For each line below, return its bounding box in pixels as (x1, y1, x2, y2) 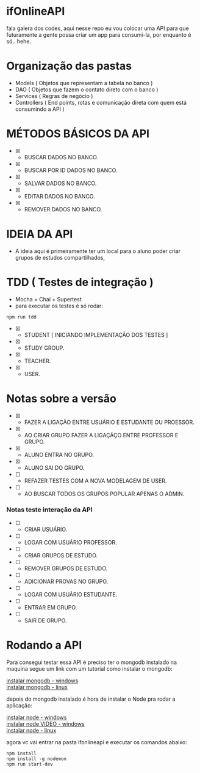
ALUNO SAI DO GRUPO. (24, 464, 85, 471)
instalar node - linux (6, 726, 57, 734)
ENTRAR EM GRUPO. (24, 603, 77, 611)
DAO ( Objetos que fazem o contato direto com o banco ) (15, 86, 159, 93)
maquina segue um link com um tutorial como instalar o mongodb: (6, 665, 173, 672)
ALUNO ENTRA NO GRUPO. (24, 451, 95, 458)
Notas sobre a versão (6, 391, 117, 405)
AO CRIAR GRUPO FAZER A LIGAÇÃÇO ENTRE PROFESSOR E (24, 431, 179, 439)
